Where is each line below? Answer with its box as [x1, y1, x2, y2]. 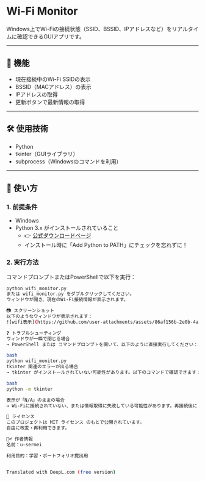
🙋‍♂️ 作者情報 [6, 436, 34, 443]
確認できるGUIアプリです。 [16, 32, 85, 40]
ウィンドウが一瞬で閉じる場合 [6, 335, 70, 342]
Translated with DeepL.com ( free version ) [6, 469, 116, 475]
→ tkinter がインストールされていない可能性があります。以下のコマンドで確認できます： [6, 369, 201, 376]
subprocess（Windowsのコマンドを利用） [15, 157, 122, 165]
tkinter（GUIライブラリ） [15, 150, 79, 157]
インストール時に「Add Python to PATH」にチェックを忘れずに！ [24, 241, 188, 249]
